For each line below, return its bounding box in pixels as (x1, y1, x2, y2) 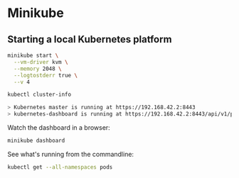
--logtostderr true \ (14, 72, 78, 79)
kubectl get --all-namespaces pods (7, 163, 113, 171)
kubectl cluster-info (7, 91, 72, 99)
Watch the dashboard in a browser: (7, 123, 110, 132)
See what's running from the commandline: (7, 150, 134, 158)
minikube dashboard (7, 137, 65, 144)
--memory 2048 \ (14, 65, 62, 72)
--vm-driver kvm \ (14, 58, 69, 65)
